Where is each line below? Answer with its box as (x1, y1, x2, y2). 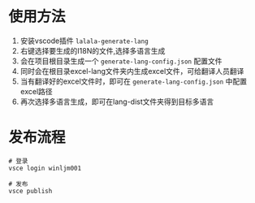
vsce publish (8, 187, 53, 195)
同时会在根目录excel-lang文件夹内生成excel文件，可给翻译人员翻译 (19, 66, 244, 76)
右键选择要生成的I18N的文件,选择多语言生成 (19, 45, 166, 55)
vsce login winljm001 (8, 164, 82, 172)
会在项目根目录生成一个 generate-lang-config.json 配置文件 (19, 56, 223, 66)
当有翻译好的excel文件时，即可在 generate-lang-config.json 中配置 (19, 76, 248, 86)
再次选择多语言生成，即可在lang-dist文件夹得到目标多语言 (19, 97, 214, 106)
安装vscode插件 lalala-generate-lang (19, 36, 149, 45)
